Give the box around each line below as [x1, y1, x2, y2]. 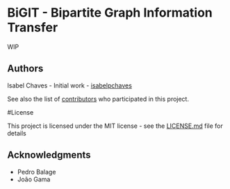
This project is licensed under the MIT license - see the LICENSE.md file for [7, 122, 224, 130]
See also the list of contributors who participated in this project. [7, 94, 190, 103]
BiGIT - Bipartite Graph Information [7, 5, 213, 21]
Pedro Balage [17, 167, 56, 176]
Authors [7, 63, 44, 74]
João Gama [17, 175, 51, 183]
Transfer [7, 19, 58, 35]
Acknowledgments [7, 149, 92, 161]
